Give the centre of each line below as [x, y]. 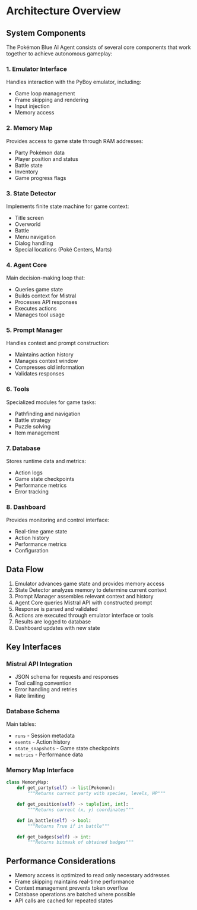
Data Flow [25, 569]
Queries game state [39, 290]
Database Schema [33, 711]
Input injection [32, 106]
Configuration [31, 551]
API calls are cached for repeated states [64, 900]
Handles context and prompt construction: [58, 343]
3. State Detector [31, 193]
